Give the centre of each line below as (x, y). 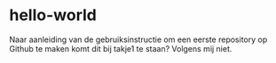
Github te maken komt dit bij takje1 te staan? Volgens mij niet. (121, 48)
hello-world (53, 15)
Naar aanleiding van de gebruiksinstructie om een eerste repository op (138, 39)
